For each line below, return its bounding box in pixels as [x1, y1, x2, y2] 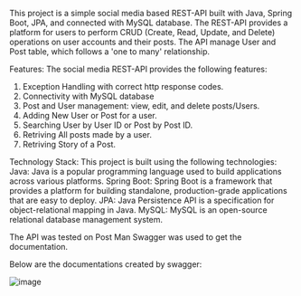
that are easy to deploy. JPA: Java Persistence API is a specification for [9, 195, 275, 205]
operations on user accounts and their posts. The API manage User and [9, 36, 277, 47]
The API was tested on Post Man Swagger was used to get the [9, 232, 242, 243]
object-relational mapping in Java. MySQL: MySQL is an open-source [9, 205, 268, 215]
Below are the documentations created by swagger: [9, 259, 202, 270]
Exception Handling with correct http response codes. [22, 81, 224, 91]
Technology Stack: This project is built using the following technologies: [9, 157, 277, 167]
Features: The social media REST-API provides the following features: [9, 63, 268, 74]
